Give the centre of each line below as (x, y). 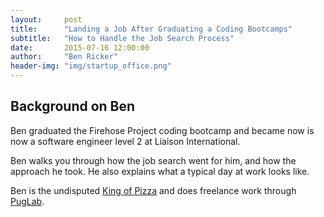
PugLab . (27, 201)
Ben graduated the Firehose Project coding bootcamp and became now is (162, 130)
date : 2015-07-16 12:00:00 (80, 47)
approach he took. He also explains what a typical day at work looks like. (160, 171)
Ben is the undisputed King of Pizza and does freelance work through (153, 190)
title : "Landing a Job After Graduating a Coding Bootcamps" (151, 29)
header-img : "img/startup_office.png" (91, 66)
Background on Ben (73, 106)
